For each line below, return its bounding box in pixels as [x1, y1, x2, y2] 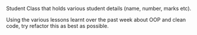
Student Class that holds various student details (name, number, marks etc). [6, 5, 192, 12]
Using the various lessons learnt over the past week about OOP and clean [6, 16, 186, 23]
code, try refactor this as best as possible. [6, 23, 109, 29]
